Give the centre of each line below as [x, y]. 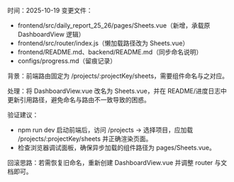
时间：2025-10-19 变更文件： [50, 10]
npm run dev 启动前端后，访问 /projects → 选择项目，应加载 [105, 130]
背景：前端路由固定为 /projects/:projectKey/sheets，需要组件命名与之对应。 [118, 76]
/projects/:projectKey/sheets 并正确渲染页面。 [85, 139]
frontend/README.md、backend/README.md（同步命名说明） [110, 52]
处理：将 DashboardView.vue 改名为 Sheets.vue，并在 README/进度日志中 [117, 91]
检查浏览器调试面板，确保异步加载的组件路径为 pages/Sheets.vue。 [117, 148]
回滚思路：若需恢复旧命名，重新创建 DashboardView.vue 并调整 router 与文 [117, 163]
